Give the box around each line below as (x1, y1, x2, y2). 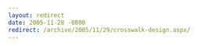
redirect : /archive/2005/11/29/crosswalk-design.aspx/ (8, 26, 191, 34)
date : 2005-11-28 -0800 (8, 19, 86, 27)
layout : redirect (8, 11, 65, 19)
